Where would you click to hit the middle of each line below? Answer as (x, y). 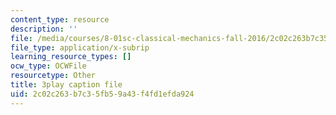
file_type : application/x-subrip (80, 47)
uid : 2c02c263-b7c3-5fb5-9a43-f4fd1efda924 (102, 94)
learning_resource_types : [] (71, 57)
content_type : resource (60, 19)
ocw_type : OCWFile (48, 66)
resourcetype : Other (53, 76)
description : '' (44, 29)
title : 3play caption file (66, 85)
